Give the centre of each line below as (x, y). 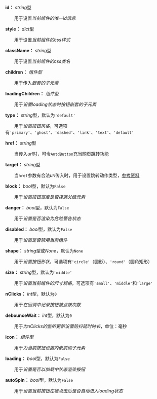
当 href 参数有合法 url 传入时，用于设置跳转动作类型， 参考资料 (77, 175)
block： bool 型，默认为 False (35, 186)
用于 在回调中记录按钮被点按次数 (47, 305)
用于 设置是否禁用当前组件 (41, 240)
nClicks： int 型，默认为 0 (31, 294)
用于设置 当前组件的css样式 (42, 40)
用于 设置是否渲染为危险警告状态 (47, 219)
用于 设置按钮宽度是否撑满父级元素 (49, 197)
